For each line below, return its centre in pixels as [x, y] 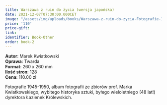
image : [12, 19]
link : [11, 33]
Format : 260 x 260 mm [29, 66]
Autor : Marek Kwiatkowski [32, 56]
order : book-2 [20, 42]
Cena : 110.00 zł [21, 77]
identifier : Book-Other [30, 38]
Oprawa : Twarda [22, 61]
